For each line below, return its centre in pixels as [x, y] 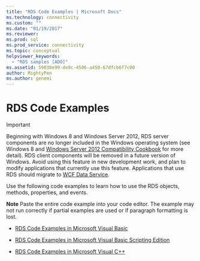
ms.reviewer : [22, 34]
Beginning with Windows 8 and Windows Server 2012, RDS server [88, 136]
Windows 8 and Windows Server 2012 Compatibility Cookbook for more [95, 149]
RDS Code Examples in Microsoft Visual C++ [70, 251]
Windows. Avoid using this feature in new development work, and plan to [96, 162]
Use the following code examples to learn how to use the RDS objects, [93, 186]
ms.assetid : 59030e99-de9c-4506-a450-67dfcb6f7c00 [71, 67]
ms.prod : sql [22, 40]
